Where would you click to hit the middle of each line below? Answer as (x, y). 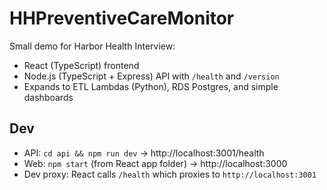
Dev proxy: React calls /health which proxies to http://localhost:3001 (170, 174)
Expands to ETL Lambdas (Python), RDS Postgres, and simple (151, 86)
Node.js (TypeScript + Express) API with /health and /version (151, 76)
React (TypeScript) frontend (81, 65)
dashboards (48, 97)
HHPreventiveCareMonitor (122, 18)
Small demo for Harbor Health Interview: (92, 46)
